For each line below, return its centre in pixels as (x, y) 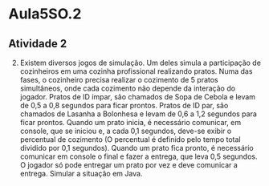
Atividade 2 (38, 44)
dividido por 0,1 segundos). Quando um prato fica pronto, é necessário (137, 148)
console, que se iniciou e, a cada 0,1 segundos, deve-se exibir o (126, 131)
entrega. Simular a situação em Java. (81, 174)
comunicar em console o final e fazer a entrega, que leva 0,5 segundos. (139, 156)
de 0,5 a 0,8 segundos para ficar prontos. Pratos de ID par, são (124, 105)
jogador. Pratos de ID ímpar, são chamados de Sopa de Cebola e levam (137, 97)
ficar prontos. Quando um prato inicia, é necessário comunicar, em (130, 122)
